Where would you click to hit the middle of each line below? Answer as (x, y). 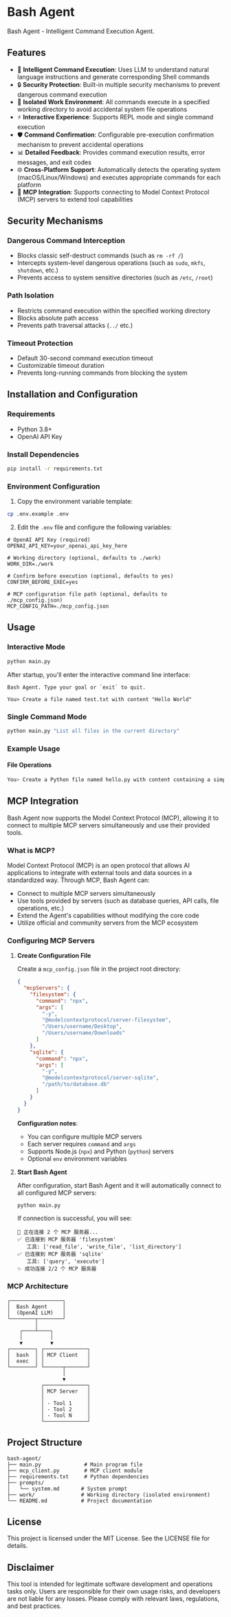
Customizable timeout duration (61, 366)
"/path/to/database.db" (76, 1084)
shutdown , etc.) (37, 271)
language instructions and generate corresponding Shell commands (113, 77)
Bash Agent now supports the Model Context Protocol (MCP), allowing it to (113, 818)
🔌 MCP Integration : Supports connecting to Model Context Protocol (113, 192)
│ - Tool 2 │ (66, 1409)
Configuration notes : (47, 1123)
